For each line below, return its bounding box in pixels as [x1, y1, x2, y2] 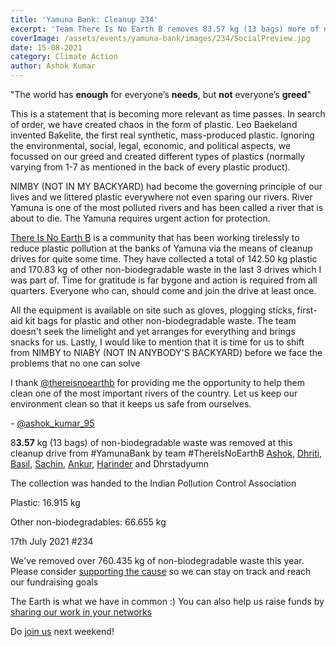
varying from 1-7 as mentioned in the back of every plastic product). [10, 161, 291, 173]
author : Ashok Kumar [10, 61, 97, 71]
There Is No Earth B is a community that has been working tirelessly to [10, 232, 300, 243]
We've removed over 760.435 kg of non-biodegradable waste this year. [10, 555, 305, 566]
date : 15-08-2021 [10, 42, 83, 53]
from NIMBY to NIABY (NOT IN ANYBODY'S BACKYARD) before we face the [10, 347, 323, 358]
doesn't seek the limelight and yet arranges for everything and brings [10, 326, 296, 337]
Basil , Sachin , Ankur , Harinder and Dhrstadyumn [10, 458, 210, 470]
